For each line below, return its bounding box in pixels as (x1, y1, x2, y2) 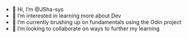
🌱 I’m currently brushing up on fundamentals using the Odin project (12, 19, 182, 25)
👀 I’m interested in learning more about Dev (12, 12, 121, 19)
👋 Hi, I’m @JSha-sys (12, 6, 64, 13)
